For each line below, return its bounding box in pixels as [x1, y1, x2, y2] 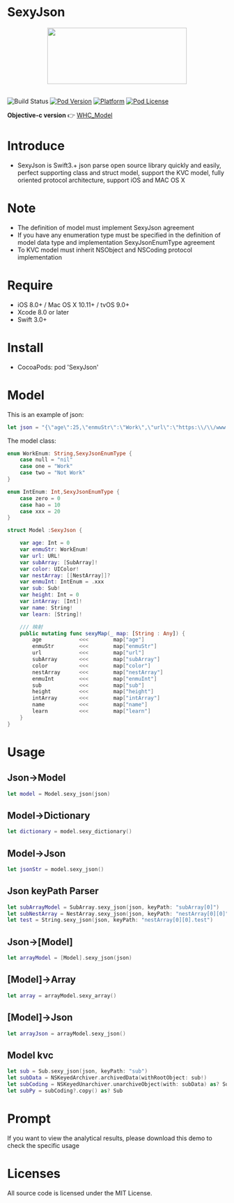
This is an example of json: [7, 410, 84, 418]
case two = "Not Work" [19, 469, 86, 476]
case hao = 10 [19, 501, 61, 508]
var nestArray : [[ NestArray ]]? [19, 572, 111, 579]
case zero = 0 [19, 494, 61, 502]
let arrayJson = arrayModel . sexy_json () [7, 1030, 127, 1037]
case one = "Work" [19, 463, 73, 470]
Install [7, 340, 44, 356]
